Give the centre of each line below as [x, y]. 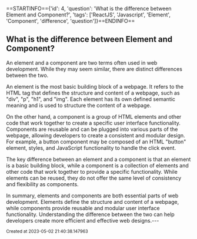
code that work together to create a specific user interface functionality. [94, 123]
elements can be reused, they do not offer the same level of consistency [94, 178]
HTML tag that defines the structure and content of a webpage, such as [93, 93]
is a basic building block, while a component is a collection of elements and [98, 165]
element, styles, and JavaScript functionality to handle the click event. [91, 148]
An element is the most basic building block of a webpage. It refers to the [95, 86]
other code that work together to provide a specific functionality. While [92, 171]
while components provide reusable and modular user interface [83, 208]
